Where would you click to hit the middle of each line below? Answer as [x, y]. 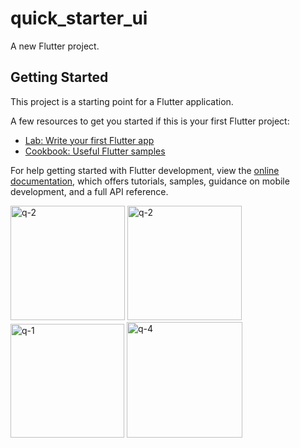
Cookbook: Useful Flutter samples [95, 151]
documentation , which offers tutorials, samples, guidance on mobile [150, 181]
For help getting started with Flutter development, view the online [145, 170]
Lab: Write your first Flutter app [89, 140]
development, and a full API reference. [89, 191]
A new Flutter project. [55, 46]
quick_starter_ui [79, 18]
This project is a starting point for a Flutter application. [122, 101]
